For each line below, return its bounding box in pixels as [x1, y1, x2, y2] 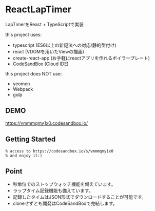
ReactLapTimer [5, 4, 72, 15]
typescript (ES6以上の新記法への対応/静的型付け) [12, 42, 117, 48]
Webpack [12, 86, 33, 92]
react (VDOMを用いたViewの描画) [12, 48, 85, 54]
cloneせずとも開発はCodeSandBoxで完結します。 [12, 200, 118, 206]
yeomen [12, 81, 30, 87]
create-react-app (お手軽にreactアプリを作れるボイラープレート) [12, 55, 150, 61]
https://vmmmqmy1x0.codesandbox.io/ [5, 120, 88, 126]
